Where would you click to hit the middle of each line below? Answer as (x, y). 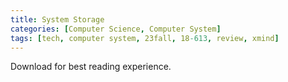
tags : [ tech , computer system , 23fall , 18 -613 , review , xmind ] (145, 38)
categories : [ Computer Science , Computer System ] (116, 29)
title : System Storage (57, 19)
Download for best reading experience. (91, 67)
